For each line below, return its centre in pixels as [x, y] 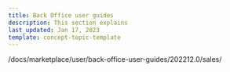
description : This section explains [68, 23]
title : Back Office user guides [61, 15]
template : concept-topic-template [65, 37]
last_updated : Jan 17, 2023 [54, 30]
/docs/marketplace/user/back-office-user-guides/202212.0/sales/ [115, 59]
